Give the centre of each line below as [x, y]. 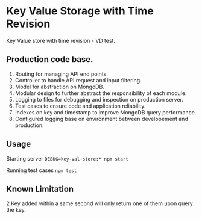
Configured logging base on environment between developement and [101, 119]
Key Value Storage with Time [80, 11]
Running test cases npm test [42, 170]
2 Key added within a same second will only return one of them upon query [99, 203]
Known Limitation [40, 189]
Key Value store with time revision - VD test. [61, 40]
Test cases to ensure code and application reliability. [80, 106]
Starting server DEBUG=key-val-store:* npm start [67, 158]
